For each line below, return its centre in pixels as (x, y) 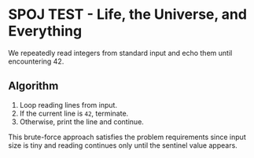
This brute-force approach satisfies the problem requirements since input (127, 137)
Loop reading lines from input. (68, 105)
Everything (45, 31)
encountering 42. (36, 61)
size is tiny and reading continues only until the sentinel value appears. (123, 145)
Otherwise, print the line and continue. (81, 121)
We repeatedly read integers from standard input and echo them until (120, 53)
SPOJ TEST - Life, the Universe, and (128, 15)
